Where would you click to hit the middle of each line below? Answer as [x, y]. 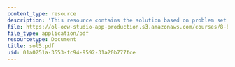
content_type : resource [42, 14]
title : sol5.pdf [31, 46]
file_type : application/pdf [48, 33]
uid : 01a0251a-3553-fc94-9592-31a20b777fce [72, 53]
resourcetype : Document [42, 40]
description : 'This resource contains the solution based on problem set [117, 20]
